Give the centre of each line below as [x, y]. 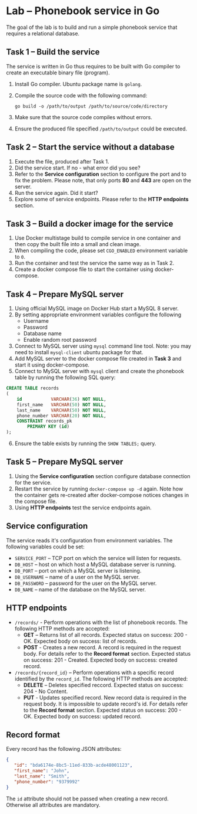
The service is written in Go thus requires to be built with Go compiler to [93, 66]
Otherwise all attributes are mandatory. [54, 805]
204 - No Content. [46, 691]
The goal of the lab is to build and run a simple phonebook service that [92, 27]
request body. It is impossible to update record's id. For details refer [106, 704]
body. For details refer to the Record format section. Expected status [107, 653]
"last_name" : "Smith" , [41, 776]
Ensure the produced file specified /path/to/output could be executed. [101, 129]
